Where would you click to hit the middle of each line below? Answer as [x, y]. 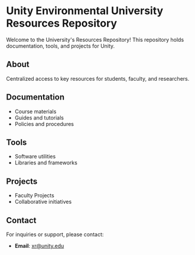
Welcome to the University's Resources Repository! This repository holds [95, 39]
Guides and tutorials [39, 117]
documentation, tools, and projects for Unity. [61, 46]
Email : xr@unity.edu [39, 246]
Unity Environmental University [85, 11]
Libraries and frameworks [46, 163]
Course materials [35, 111]
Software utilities [35, 157]
